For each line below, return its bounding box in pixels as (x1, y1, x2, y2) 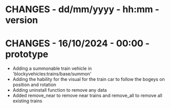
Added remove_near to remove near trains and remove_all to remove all (12, 93, 163, 99)
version (5, 14, 38, 26)
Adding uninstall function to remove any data (12, 87, 107, 93)
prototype (5, 48, 48, 60)
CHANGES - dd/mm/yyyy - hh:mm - (5, 4, 159, 15)
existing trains (12, 98, 42, 104)
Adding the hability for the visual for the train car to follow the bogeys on (12, 76, 165, 83)
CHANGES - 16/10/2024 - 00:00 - (5, 38, 150, 49)
